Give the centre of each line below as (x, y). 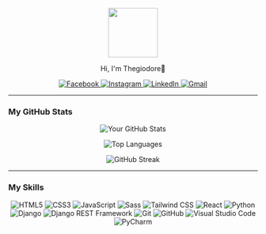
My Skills (26, 187)
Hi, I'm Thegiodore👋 (133, 68)
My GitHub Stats (40, 111)
